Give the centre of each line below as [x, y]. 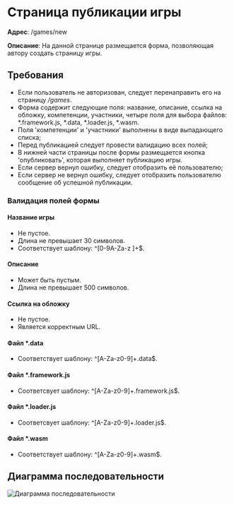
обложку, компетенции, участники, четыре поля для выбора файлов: [122, 114]
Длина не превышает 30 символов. [71, 240]
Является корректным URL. [59, 327]
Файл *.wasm [28, 439]
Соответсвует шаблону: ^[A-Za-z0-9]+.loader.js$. [92, 422]
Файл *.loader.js [32, 407]
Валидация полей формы [54, 201]
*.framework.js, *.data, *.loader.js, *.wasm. [78, 122]
